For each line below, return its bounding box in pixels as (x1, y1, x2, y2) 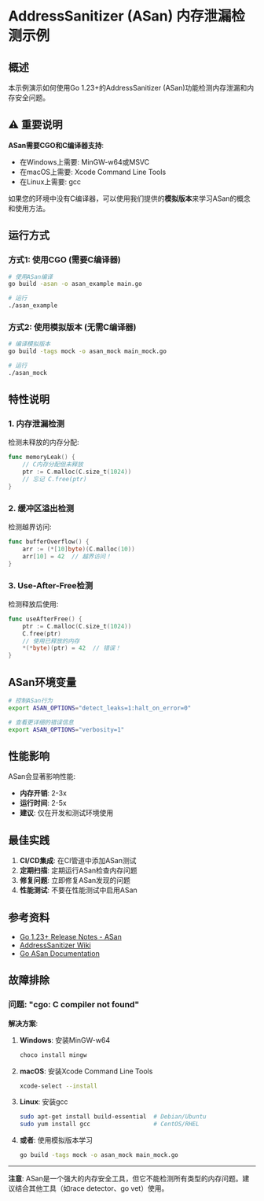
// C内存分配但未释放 (22, 461, 84, 469)
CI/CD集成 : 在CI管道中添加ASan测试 (19, 856, 137, 866)
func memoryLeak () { (8, 454, 76, 461)
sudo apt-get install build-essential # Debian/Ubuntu (19, 1113, 207, 1121)
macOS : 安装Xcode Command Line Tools (19, 1066, 153, 1076)
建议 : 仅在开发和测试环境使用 (19, 808, 114, 817)
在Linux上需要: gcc (19, 176, 81, 186)
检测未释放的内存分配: (8, 438, 80, 447)
